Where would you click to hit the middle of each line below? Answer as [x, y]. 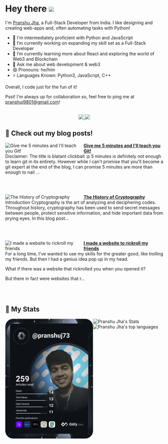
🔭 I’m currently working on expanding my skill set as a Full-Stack [79, 43]
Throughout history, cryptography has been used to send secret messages [83, 207]
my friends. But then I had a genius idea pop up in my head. [67, 259]
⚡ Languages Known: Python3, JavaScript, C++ [62, 75]
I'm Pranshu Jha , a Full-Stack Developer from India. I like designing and [79, 23]
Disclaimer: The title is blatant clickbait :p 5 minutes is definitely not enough [83, 156]
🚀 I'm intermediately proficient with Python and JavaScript [72, 38]
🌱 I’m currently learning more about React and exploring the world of [83, 54]
